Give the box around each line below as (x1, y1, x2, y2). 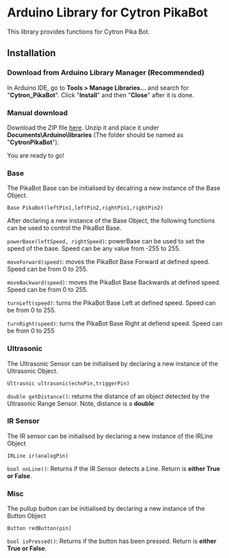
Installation (7, 47, 56, 59)
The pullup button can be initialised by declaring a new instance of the (7, 505, 205, 513)
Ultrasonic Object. (7, 367, 58, 375)
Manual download (7, 108, 68, 117)
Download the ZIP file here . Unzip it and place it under (7, 123, 159, 132)
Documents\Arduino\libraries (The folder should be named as (7, 130, 184, 138)
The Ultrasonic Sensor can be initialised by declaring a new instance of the (7, 359, 219, 367)
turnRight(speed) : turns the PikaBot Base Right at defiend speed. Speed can (7, 319, 223, 328)
